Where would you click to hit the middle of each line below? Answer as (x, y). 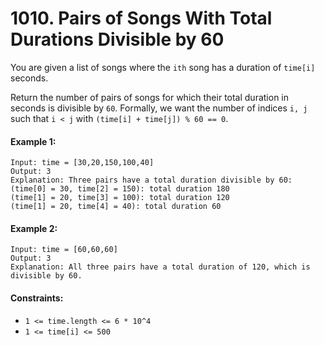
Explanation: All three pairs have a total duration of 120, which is (160, 267)
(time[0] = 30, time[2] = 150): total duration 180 (120, 189)
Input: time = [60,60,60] (64, 250)
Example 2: (34, 228)
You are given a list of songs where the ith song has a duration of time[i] (163, 67)
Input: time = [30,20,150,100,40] (82, 163)
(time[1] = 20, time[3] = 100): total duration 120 (120, 198)
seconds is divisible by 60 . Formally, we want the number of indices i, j (159, 108)
